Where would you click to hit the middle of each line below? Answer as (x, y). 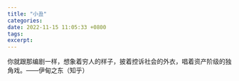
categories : (25, 21)
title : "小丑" (27, 14)
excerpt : (20, 40)
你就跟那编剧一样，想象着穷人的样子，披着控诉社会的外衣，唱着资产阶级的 (116, 62)
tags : (15, 34)
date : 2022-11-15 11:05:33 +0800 (57, 27)
